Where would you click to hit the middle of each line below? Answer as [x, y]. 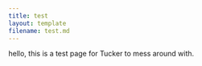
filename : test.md [39, 31]
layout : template [37, 23]
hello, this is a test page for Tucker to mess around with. [101, 54]
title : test [28, 16]
